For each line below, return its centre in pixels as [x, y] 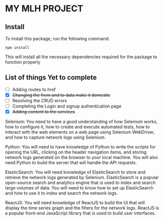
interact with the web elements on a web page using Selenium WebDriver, [80, 132]
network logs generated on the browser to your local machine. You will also [82, 157]
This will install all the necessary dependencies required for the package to [81, 57]
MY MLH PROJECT [44, 9]
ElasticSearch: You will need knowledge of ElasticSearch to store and [75, 172]
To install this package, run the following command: [57, 38]
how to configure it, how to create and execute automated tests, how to [78, 127]
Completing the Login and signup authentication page [67, 106]
